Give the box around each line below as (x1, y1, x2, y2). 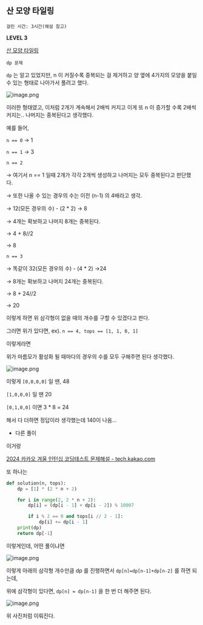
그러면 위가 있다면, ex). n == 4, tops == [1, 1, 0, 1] (6, 327, 138, 334)
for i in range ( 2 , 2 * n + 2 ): (17, 497, 96, 503)
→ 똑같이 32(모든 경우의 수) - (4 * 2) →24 (6, 264, 107, 272)
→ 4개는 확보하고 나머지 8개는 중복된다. (6, 218, 101, 225)
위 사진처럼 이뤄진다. (6, 612, 55, 619)
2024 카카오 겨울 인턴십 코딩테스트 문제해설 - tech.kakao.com (6, 455, 156, 462)
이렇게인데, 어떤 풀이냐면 (6, 542, 65, 549)
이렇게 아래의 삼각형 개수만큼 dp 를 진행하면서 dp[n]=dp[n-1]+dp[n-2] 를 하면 (6, 567, 191, 574)
